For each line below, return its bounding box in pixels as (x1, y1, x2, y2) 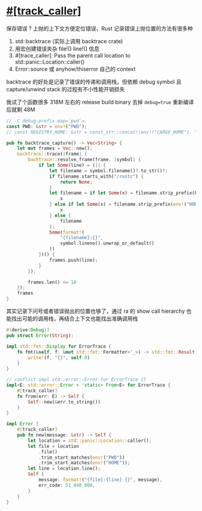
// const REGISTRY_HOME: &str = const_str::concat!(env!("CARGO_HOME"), (6, 129, 192, 135)
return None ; (60, 179, 93, 185)
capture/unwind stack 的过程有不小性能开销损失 (6, 85, 125, 92)
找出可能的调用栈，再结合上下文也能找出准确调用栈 (11, 315, 138, 322)
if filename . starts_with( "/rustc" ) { (49, 173, 144, 180)
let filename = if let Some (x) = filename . (49, 190, 161, 196)
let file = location (28, 443, 79, 449)
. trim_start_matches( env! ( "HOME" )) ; (38, 460, 130, 466)
